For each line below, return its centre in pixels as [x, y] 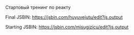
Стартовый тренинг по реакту [38, 7]
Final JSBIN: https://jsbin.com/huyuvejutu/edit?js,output [64, 17]
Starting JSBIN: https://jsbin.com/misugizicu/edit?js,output [67, 27]
